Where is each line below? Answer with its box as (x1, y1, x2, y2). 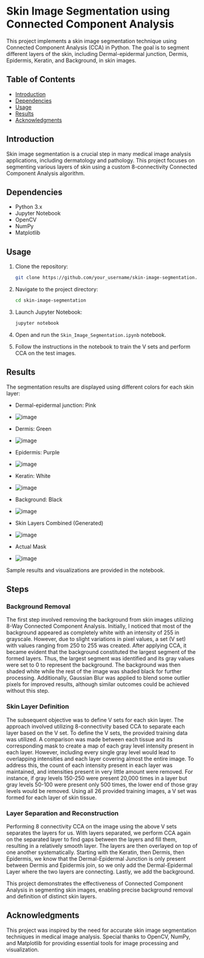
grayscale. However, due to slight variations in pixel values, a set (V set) (6, 636, 186, 643)
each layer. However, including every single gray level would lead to (6, 748, 176, 755)
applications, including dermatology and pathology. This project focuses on (6, 156, 195, 164)
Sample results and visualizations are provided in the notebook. (6, 566, 165, 574)
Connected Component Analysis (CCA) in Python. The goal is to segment (6, 44, 189, 51)
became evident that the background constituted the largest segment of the (6, 648, 196, 656)
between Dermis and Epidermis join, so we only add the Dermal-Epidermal (6, 861, 193, 869)
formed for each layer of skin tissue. (6, 794, 97, 801)
